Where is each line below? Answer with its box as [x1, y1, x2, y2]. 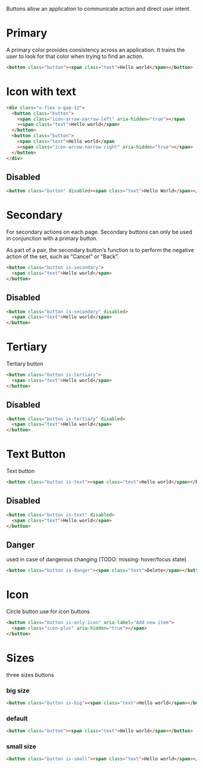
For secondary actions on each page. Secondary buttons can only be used [6, 228, 192, 236]
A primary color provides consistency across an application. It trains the [6, 46, 185, 53]
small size [6, 742, 36, 750]
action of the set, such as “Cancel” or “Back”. [6, 253, 119, 260]
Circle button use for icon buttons [6, 608, 90, 615]
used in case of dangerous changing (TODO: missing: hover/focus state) [6, 556, 187, 563]
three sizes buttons [6, 671, 54, 679]
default [6, 714, 28, 723]
